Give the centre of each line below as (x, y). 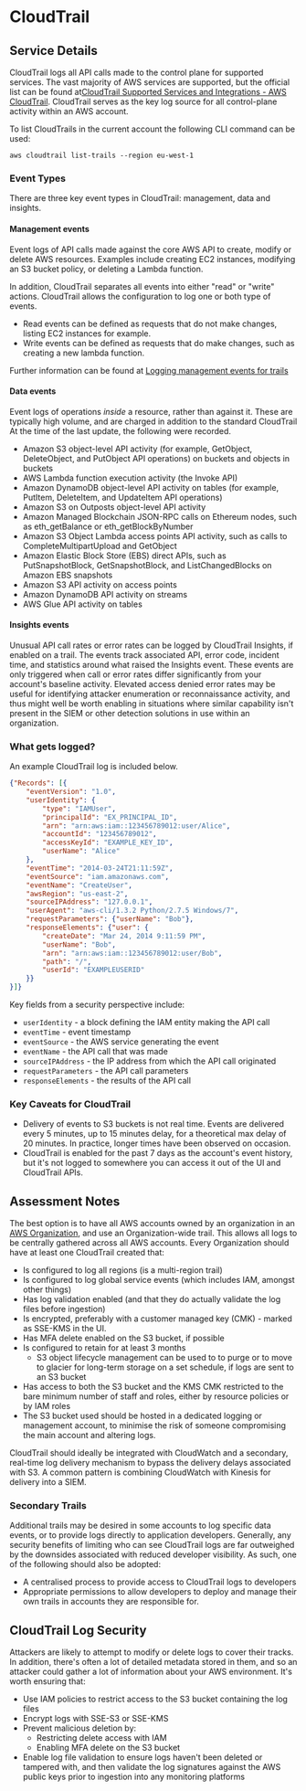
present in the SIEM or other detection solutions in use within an (130, 713)
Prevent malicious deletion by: (79, 1728)
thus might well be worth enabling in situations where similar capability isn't (152, 703)
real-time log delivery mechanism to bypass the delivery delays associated (150, 1463)
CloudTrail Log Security (78, 1630)
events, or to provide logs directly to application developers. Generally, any (151, 1535)
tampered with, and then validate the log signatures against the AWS (152, 1767)
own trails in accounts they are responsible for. (111, 1602)
